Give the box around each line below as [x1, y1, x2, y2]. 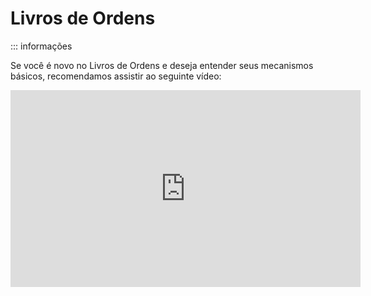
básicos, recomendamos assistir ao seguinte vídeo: [10, 70, 222, 82]
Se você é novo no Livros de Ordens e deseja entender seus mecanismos [10, 59, 314, 71]
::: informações [10, 40, 73, 52]
